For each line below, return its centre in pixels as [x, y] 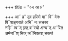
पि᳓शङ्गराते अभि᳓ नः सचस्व [27, 22]
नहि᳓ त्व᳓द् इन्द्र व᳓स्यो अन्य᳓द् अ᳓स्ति [34, 28]
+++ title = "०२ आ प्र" [25, 7]
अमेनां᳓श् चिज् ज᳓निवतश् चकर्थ [29, 33]
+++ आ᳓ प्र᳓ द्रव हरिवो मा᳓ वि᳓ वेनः [33, 17]
